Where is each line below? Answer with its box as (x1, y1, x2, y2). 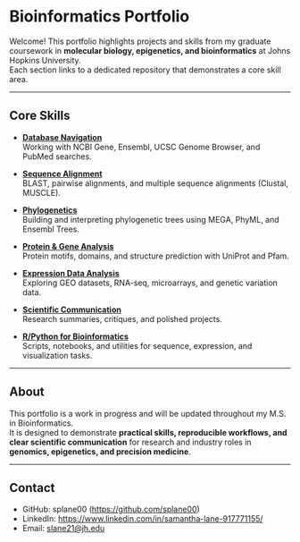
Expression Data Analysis (21, 267, 121, 278)
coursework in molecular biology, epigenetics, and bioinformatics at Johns (9, 45, 291, 55)
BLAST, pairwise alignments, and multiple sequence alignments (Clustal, (21, 177, 288, 189)
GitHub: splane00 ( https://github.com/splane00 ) (21, 504, 201, 515)
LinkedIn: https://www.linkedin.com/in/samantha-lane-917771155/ (21, 513, 263, 524)
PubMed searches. (21, 150, 92, 162)
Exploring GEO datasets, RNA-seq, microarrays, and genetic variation (21, 277, 279, 288)
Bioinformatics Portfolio (9, 6, 190, 27)
